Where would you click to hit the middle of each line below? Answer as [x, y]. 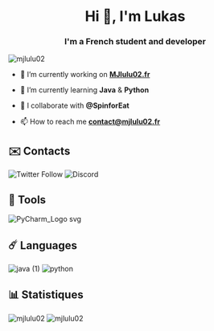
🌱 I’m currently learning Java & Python [84, 90]
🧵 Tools [27, 200]
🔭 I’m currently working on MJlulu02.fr [85, 75]
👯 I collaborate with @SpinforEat [75, 106]
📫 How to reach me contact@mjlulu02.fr [90, 122]
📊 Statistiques [46, 295]
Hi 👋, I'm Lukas [135, 16]
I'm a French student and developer [135, 42]
